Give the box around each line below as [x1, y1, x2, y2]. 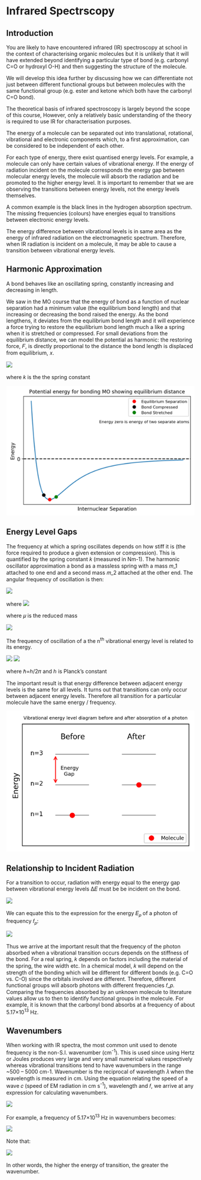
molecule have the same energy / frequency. [6, 699, 117, 706]
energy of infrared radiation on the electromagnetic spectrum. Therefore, [6, 234, 187, 241]
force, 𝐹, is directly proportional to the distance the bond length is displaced [6, 342, 193, 349]
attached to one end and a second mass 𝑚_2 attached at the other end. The [6, 569, 193, 576]
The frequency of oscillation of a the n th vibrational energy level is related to [6, 636, 194, 644]
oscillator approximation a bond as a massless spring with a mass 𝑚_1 [6, 562, 178, 569]
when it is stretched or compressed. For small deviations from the [6, 330, 168, 337]
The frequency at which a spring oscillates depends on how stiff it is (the [6, 542, 186, 550]
